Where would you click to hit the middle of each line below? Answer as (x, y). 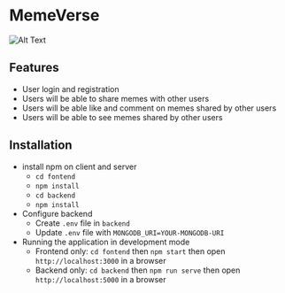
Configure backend (57, 213)
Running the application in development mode (106, 242)
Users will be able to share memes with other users (116, 98)
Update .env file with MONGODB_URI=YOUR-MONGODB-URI (130, 232)
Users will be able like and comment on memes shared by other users (149, 108)
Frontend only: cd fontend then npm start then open (130, 251)
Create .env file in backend (82, 223)
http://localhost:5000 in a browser (100, 279)
